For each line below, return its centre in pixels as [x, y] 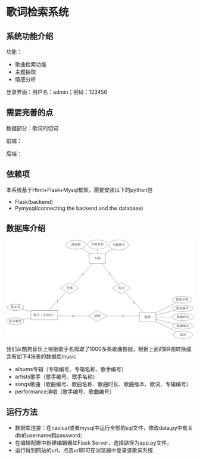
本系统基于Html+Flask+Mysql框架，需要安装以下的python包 [79, 189]
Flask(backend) [34, 201]
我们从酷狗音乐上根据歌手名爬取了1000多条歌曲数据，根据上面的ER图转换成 [99, 349]
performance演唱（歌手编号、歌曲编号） [65, 391]
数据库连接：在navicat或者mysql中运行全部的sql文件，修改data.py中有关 [104, 427]
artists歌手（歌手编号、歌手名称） [56, 377]
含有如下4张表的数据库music [41, 356]
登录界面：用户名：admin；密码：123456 [57, 92]
